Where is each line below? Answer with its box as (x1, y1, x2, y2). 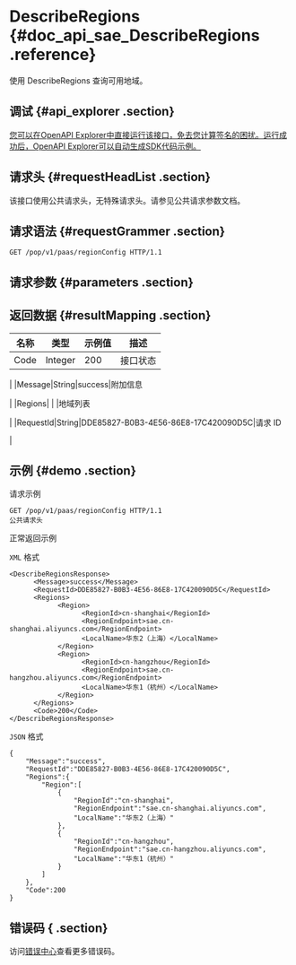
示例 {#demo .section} (9, 463, 137, 478)
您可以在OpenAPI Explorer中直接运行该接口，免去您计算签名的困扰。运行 (9, 129, 280, 140)
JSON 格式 (9, 731, 44, 742)
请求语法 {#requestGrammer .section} (9, 223, 226, 239)
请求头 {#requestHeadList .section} (9, 170, 211, 185)
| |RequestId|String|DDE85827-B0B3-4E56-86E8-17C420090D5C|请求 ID (9, 417, 282, 428)
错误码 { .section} (9, 920, 109, 935)
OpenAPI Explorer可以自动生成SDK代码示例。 (32, 141, 202, 152)
